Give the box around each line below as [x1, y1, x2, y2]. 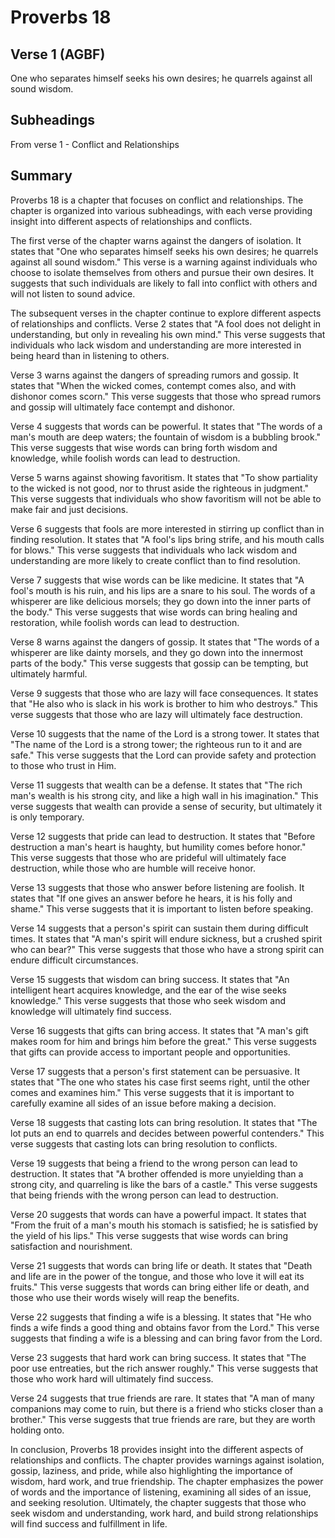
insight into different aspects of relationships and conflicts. [10, 215, 253, 227]
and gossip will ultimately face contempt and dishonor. [10, 401, 236, 413]
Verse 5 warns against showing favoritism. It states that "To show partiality [10, 471, 318, 483]
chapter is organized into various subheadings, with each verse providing [10, 204, 313, 216]
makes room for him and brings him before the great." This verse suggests [10, 1035, 317, 1047]
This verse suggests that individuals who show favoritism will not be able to [10, 492, 322, 505]
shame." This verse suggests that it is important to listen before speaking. [10, 902, 314, 915]
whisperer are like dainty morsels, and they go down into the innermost [10, 646, 303, 658]
